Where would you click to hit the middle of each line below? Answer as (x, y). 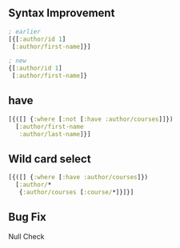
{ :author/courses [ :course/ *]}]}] (76, 192)
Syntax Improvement (62, 13)
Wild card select (50, 159)
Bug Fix (27, 217)
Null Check (26, 236)
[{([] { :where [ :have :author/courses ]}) (78, 178)
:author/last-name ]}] (55, 134)
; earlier (25, 31)
